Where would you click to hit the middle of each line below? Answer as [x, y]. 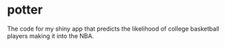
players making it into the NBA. [51, 35]
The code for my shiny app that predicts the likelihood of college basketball [113, 29]
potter [25, 10]
